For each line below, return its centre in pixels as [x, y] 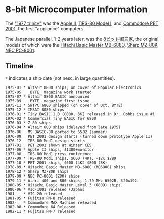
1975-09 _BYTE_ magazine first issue [47, 101]
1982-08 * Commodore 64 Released [40, 207]
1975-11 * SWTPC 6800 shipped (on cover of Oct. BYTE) [64, 105]
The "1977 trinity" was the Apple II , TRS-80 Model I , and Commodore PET [82, 23]
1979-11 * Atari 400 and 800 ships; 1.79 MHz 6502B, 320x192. [72, 181]
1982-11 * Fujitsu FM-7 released [40, 211]
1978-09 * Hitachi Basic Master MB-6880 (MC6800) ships [65, 167]
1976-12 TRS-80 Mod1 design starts [45, 141]
